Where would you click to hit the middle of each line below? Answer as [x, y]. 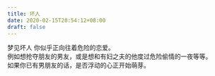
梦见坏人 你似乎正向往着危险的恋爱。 [61, 48]
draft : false [27, 27]
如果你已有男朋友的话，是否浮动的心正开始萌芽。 [79, 65]
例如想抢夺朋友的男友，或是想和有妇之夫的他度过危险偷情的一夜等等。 [110, 56]
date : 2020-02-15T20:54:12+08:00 [57, 20]
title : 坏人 [24, 14]
